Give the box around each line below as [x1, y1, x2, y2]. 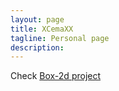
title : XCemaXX [10, 24, 74, 34]
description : [10, 42, 65, 53]
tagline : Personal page [10, 33, 110, 43]
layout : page [10, 14, 65, 25]
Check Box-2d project [10, 70, 102, 82]
